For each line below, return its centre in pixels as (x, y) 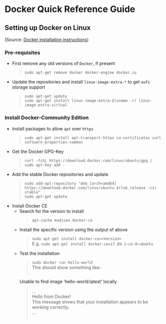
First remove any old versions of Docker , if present (63, 63)
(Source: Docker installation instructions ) (47, 39)
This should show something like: (66, 267)
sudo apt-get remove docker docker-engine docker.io (80, 73)
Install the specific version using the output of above (73, 229)
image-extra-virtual (46, 105)
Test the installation (39, 253)
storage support (28, 87)
